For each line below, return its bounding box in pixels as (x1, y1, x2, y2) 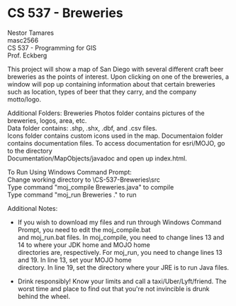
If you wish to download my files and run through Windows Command (17, 218, 222, 226)
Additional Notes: (7, 204, 58, 212)
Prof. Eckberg (7, 51, 47, 60)
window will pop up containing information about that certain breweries (7, 80, 215, 88)
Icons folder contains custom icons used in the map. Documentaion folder (7, 131, 223, 140)
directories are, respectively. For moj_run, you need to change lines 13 (17, 248, 223, 256)
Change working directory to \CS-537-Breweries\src (7, 175, 161, 184)
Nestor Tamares (7, 28, 55, 37)
